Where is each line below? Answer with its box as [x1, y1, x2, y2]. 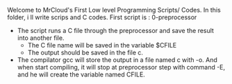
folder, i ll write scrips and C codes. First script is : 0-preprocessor [7, 13, 197, 21]
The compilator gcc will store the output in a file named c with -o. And [17, 56, 217, 64]
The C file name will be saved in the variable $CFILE [27, 41, 177, 49]
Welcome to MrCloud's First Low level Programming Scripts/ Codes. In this [7, 6, 221, 14]
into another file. [17, 34, 65, 42]
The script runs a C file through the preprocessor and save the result [17, 27, 214, 34]
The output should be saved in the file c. [27, 48, 144, 56]
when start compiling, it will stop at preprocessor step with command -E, [17, 63, 226, 71]
